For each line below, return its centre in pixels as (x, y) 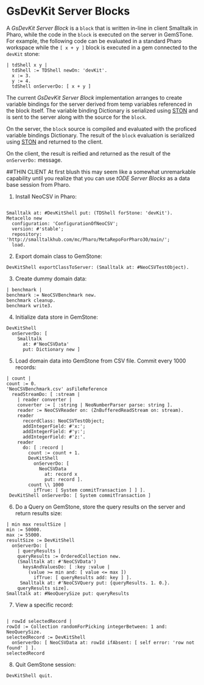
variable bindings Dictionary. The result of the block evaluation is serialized (100, 135)
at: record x (61, 474)
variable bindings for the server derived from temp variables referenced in (99, 104)
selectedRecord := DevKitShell (46, 637)
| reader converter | (44, 400)
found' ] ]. (21, 648)
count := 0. (21, 384)
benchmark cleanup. (31, 300)
